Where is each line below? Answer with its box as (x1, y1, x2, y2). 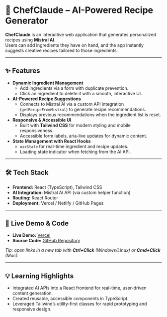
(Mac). (5, 253, 19, 259)
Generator (5, 15, 48, 26)
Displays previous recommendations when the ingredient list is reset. (19, 112, 162, 118)
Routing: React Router (12, 194, 59, 201)
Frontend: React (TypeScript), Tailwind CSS (12, 184, 102, 190)
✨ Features (5, 67, 40, 75)
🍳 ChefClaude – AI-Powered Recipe (5, 4, 154, 16)
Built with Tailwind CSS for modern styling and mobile (19, 122, 131, 128)
